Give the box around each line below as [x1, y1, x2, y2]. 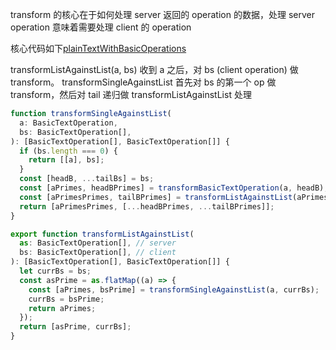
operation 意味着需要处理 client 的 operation [10, 21, 192, 33]
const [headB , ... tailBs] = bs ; [19, 174, 155, 184]
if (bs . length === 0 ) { [19, 146, 118, 156]
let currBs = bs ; [19, 266, 92, 276]
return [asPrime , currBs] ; [19, 322, 132, 332]
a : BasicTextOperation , [19, 118, 118, 128]
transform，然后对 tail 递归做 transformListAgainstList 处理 [10, 89, 252, 100]
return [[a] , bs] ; [28, 155, 105, 165]
